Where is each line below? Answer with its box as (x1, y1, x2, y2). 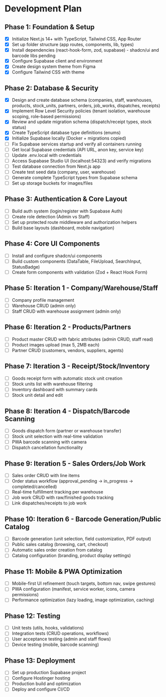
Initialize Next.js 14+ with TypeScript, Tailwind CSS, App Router (11, 36, 141, 42)
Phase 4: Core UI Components (4, 239, 100, 248)
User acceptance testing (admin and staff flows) (11, 636, 111, 642)
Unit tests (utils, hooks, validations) (11, 625, 84, 631)
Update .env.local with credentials (11, 152, 82, 158)
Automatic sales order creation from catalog (11, 547, 102, 553)
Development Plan (4, 3, 82, 14)
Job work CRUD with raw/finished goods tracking (11, 494, 114, 500)
